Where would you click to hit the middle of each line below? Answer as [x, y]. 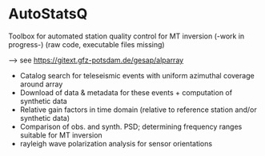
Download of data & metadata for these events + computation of [126, 92]
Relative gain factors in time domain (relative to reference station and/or [139, 110]
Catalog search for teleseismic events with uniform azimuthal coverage [137, 75]
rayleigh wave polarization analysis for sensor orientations [116, 143]
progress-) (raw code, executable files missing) [87, 44]
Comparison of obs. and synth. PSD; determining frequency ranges [131, 126]
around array [41, 84]
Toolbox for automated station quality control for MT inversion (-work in [126, 36]
